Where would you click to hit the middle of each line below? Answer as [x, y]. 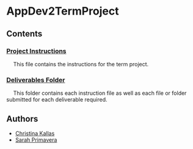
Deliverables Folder [36, 80]
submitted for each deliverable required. [57, 100]
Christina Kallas [35, 133]
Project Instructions [36, 51]
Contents [24, 34]
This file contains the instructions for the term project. [81, 64]
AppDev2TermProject [63, 11]
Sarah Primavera [36, 140]
